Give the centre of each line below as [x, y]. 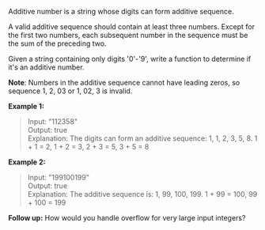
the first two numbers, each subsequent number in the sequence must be [128, 35]
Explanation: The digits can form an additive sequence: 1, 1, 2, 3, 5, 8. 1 [142, 138]
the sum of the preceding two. [57, 43]
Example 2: [27, 162]
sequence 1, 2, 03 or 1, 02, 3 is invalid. [70, 91]
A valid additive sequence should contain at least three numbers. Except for [132, 26]
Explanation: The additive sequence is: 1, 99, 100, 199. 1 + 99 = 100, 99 [142, 194]
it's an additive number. [46, 67]
